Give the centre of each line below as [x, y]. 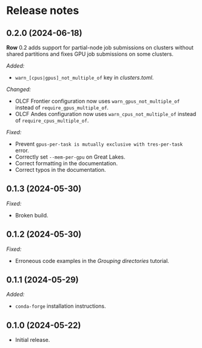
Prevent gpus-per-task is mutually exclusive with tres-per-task [99, 144]
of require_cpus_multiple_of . [52, 120]
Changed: [19, 89]
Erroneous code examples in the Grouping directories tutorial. [92, 261]
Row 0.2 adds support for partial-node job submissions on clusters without [100, 47]
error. [22, 150]
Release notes [43, 11]
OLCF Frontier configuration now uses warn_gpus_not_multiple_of [97, 101]
